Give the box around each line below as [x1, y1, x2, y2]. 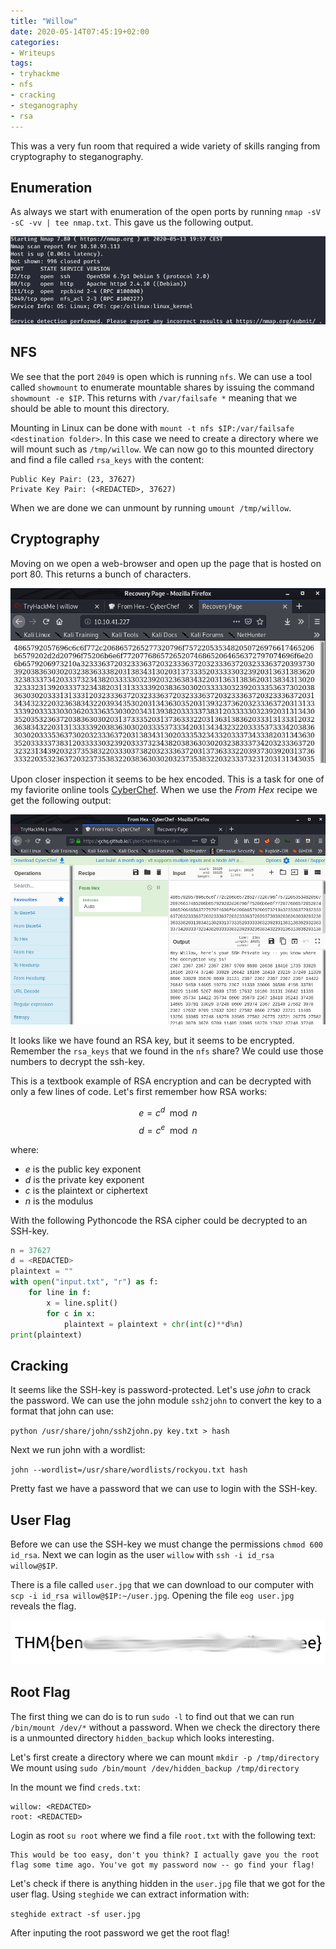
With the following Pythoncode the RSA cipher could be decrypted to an [10, 1214, 308, 1226]
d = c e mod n [138, 1122, 198, 1136]
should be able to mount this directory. [10, 402, 170, 414]
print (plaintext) [10, 1330, 83, 1340]
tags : [10, 58, 33, 69]
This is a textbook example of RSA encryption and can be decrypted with [10, 1075, 312, 1087]
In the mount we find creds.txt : [10, 1781, 141, 1793]
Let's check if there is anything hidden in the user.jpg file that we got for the [10, 1877, 326, 1889]
